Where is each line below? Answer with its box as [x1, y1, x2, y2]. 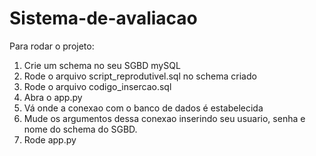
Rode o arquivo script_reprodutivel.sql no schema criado [23, 70, 257, 82]
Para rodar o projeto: [9, 40, 95, 52]
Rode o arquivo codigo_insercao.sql [23, 80, 172, 92]
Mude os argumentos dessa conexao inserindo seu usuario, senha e [23, 112, 306, 124]
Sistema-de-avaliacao [9, 7, 198, 30]
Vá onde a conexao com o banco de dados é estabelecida [23, 102, 264, 114]
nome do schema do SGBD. [23, 123, 138, 135]
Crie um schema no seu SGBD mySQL [23, 59, 181, 71]
